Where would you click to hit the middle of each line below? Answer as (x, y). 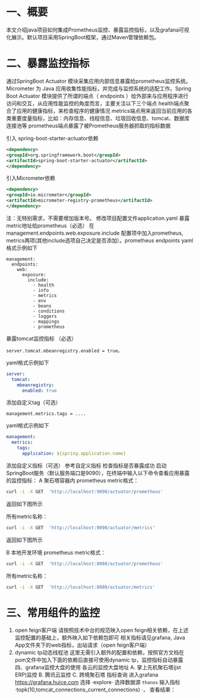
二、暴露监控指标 (48, 64)
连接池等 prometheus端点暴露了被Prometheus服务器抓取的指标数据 (89, 125)
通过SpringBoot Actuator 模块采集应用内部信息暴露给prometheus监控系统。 (99, 81)
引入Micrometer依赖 (31, 178)
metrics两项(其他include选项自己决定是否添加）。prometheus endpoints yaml (100, 240)
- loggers (45, 316)
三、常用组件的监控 (53, 613)
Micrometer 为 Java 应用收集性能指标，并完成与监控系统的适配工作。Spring (99, 88)
